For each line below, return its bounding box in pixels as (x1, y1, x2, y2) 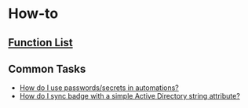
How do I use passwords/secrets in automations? (19, 83, 179, 92)
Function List (8, 36, 73, 49)
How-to (8, 5, 59, 23)
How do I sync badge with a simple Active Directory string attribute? (19, 92, 241, 101)
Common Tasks (8, 62, 86, 75)
